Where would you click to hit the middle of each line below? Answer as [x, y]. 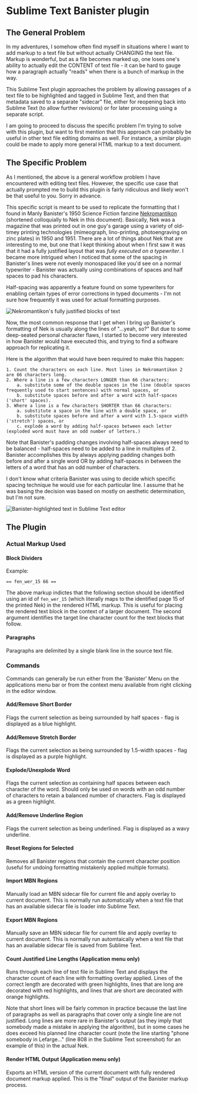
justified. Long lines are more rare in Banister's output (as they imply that [94, 1021]
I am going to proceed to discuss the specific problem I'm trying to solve [94, 126]
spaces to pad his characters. [42, 276]
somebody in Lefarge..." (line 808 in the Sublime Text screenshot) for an [94, 1039]
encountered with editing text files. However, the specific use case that [92, 183]
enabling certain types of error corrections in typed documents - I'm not [94, 293]
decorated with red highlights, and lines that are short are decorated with [95, 991]
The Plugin [26, 527]
